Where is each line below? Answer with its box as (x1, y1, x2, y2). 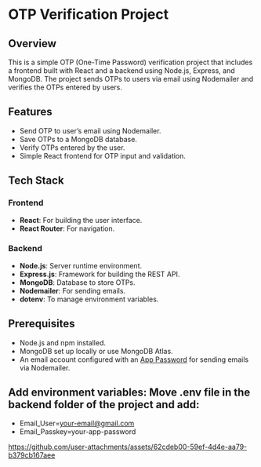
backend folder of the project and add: (8, 398, 200, 411)
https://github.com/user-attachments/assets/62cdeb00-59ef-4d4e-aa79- (8, 442, 248, 452)
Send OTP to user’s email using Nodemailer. (19, 126, 161, 135)
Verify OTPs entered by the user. (19, 143, 125, 152)
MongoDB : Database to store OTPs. (19, 277, 136, 287)
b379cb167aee (8, 451, 56, 460)
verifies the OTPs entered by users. (8, 82, 123, 92)
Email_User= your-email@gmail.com (19, 418, 135, 429)
